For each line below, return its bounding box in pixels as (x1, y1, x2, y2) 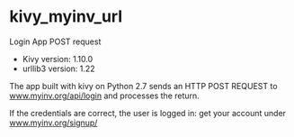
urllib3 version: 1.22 (22, 63, 96, 74)
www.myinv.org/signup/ (9, 117, 98, 128)
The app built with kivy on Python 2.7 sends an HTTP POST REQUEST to (9, 80, 278, 91)
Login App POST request (9, 36, 102, 47)
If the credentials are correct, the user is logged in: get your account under (9, 107, 286, 118)
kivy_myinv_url (9, 6, 123, 27)
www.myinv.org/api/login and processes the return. (9, 90, 200, 101)
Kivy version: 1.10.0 (22, 53, 94, 64)
